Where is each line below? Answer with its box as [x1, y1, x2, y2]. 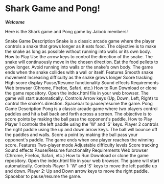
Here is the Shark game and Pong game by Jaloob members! [5, 28, 128, 34]
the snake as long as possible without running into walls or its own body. [5, 48, 151, 54]
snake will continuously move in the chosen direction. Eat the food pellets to [5, 59, 159, 65]
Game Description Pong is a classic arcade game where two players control [5, 106, 158, 112]
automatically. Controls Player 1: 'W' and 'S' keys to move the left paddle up [5, 162, 158, 169]
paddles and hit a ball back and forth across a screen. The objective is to [5, 111, 152, 116]
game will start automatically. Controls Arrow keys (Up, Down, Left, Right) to [5, 95, 159, 101]
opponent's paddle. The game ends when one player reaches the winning [5, 137, 154, 142]
